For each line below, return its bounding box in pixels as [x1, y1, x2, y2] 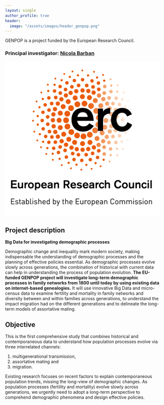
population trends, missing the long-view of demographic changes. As [5, 379, 148, 385]
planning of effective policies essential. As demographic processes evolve [5, 259, 156, 265]
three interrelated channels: [5, 344, 61, 350]
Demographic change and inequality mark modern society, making [5, 249, 140, 254]
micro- [141, 285, 155, 291]
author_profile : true [5, 13, 50, 18]
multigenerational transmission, [12, 353, 76, 359]
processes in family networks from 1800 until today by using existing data [5, 280, 160, 286]
